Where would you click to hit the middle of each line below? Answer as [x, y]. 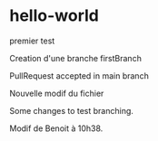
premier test [32, 41]
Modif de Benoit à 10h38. [56, 128]
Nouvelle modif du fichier [57, 93]
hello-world [54, 16]
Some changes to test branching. [72, 110]
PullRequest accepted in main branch [79, 75]
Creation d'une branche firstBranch [76, 58]
